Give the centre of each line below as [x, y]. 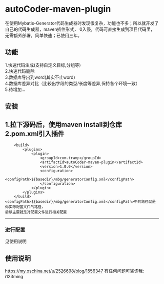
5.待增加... [15, 89]
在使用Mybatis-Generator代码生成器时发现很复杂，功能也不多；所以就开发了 [82, 23]
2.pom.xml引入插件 [35, 134]
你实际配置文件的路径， [25, 207]
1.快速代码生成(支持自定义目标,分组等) [43, 65]
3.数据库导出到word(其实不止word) [40, 77]
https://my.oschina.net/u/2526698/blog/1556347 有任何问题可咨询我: [75, 271]
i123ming [14, 277]
